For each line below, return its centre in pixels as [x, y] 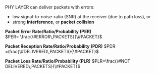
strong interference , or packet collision [53, 22]
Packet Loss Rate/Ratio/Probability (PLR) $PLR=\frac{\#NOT [68, 61]
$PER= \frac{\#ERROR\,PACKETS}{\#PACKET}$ [54, 37]
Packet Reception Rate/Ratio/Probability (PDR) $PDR [60, 46]
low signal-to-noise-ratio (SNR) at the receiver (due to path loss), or [81, 17]
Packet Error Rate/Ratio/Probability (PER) [48, 31]
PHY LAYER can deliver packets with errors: [50, 7]
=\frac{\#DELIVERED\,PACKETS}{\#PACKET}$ [52, 52]
